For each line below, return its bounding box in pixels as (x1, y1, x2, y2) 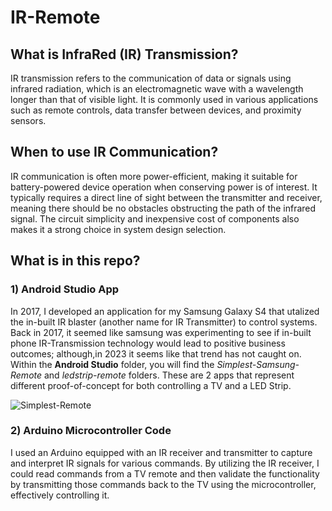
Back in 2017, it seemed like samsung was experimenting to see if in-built (10, 326, 312, 338)
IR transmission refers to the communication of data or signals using (10, 72, 292, 84)
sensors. (10, 115, 47, 126)
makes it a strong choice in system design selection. (10, 223, 227, 235)
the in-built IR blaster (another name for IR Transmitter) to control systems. (10, 316, 318, 328)
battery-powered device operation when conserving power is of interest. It (10, 181, 318, 193)
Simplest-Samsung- (216, 358, 300, 370)
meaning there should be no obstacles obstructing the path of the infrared (10, 202, 317, 214)
